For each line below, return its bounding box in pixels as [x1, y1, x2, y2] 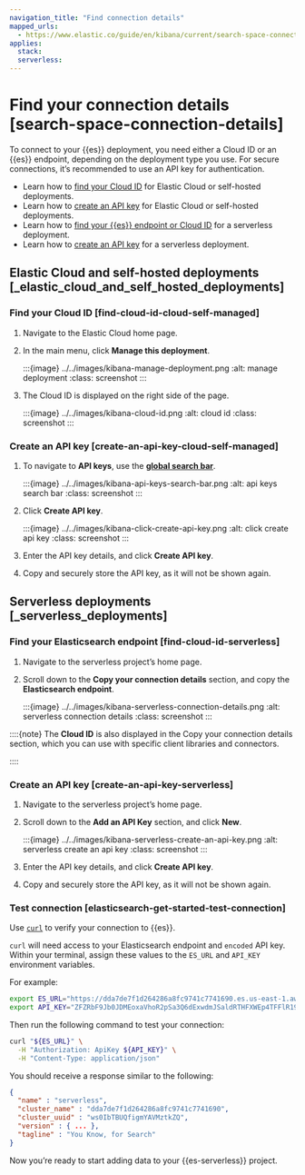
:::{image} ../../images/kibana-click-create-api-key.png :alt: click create [22, 523, 289, 533]
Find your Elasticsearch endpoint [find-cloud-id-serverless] [9, 635, 280, 648]
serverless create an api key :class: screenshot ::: [22, 843, 208, 854]
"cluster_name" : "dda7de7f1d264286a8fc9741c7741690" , [17, 1105, 230, 1114]
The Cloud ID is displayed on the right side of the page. [22, 390, 230, 401]
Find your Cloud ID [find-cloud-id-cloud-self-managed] [9, 306, 261, 319]
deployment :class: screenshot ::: [22, 372, 147, 383]
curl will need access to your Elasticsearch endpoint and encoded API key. [9, 940, 286, 951]
